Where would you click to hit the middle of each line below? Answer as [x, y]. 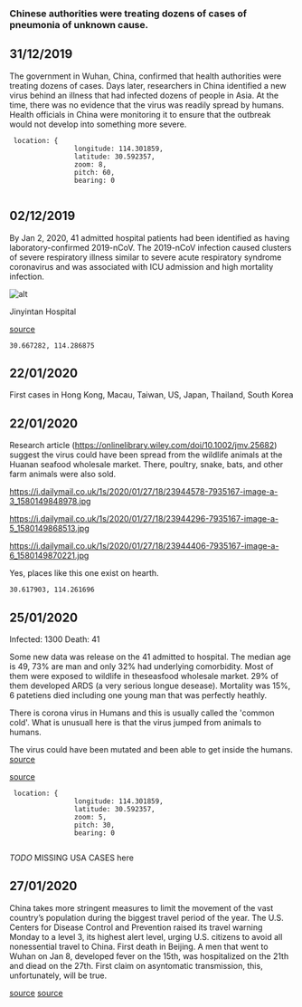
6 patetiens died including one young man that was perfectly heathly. [138, 695]
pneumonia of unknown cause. [79, 24]
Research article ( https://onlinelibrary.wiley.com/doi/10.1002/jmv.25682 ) [143, 446]
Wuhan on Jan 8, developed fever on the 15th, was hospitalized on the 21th [149, 956]
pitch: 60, [94, 172]
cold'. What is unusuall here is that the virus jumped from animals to [136, 722]
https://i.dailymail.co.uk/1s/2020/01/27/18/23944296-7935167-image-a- [144, 519]
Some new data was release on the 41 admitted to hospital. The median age [150, 657]
